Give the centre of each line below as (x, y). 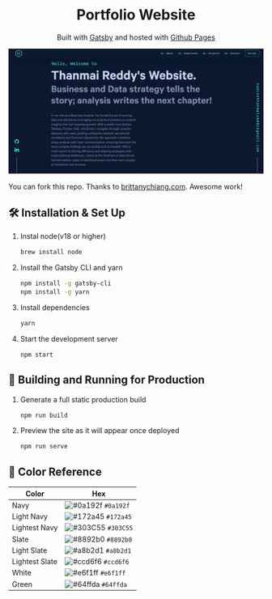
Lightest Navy (35, 528)
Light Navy (30, 516)
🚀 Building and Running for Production (106, 380)
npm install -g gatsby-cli (66, 284)
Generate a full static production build (83, 399)
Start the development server (69, 338)
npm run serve (44, 447)
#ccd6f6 (117, 563)
